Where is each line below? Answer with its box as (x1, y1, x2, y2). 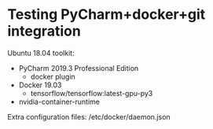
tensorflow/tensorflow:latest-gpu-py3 (30, 88, 153, 98)
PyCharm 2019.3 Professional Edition (18, 63, 139, 72)
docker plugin (30, 72, 75, 81)
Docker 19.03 (18, 80, 62, 90)
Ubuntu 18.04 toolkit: (7, 48, 75, 57)
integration (7, 22, 82, 40)
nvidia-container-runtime (18, 97, 100, 106)
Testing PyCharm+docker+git (7, 6, 206, 24)
